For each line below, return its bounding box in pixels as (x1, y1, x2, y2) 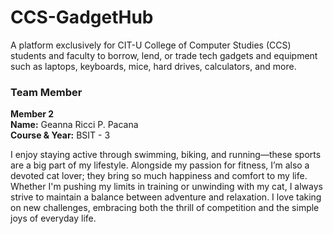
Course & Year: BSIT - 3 (10, 129, 111, 141)
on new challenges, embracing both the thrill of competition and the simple (10, 202, 320, 214)
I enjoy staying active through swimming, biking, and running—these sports (10, 149, 322, 161)
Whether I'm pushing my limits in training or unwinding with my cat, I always (10, 181, 323, 193)
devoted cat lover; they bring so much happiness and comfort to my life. (10, 170, 308, 182)
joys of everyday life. (10, 212, 97, 225)
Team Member (10, 85, 83, 99)
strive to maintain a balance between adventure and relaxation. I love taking (10, 191, 322, 203)
